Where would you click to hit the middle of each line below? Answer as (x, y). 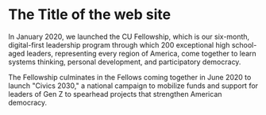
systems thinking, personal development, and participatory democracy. (125, 62)
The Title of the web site (90, 15)
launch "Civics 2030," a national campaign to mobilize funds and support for (133, 86)
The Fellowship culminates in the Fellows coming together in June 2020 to (130, 77)
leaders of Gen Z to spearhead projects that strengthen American (115, 94)
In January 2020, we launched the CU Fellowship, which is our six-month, (129, 36)
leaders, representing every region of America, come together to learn (141, 53)
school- (244, 44)
